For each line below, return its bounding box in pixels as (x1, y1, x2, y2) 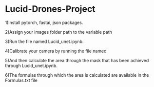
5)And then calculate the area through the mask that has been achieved (5, 57, 149, 63)
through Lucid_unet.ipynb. (5, 63, 58, 68)
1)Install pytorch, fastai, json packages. (5, 20, 83, 25)
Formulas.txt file (5, 77, 38, 83)
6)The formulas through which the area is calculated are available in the (5, 72, 150, 78)
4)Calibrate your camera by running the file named (5, 48, 107, 54)
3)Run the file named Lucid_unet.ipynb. (5, 38, 84, 44)
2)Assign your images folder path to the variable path (5, 29, 112, 35)
